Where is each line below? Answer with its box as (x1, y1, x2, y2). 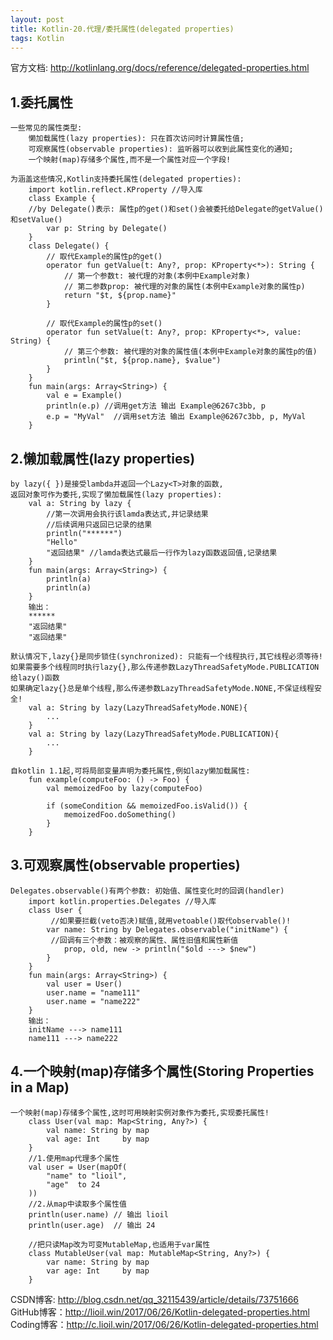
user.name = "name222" (46, 996, 141, 1006)
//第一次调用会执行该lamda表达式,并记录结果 (46, 509, 209, 519)
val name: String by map (46, 1125, 150, 1135)
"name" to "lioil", (46, 1171, 128, 1181)
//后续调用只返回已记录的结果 (46, 520, 153, 530)
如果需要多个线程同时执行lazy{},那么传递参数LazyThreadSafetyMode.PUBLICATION (10, 662, 320, 672)
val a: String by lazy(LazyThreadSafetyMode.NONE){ (28, 703, 248, 713)
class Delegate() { (28, 241, 110, 251)
